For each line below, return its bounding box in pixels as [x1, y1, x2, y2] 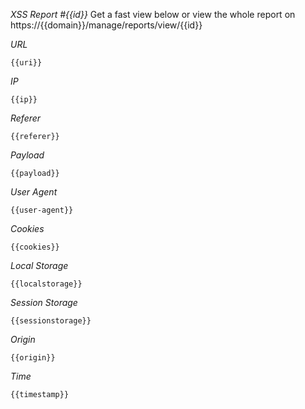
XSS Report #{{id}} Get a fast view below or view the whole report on [10, 9, 296, 20]
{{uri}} [10, 58, 43, 68]
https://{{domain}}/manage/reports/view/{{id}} [10, 19, 203, 31]
